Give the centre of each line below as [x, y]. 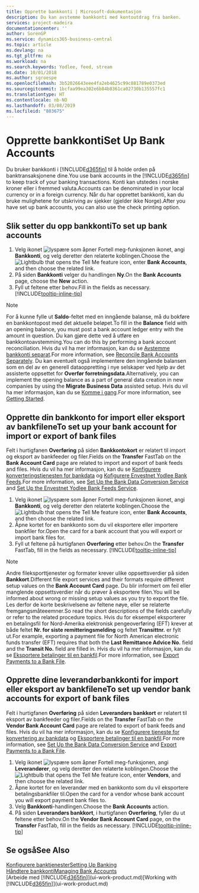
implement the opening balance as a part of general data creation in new [95, 380]
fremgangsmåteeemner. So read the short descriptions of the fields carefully [99, 611]
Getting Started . [26, 399]
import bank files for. [40, 537]
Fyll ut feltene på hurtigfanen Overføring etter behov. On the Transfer [99, 543]
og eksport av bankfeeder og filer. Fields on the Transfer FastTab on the [94, 456]
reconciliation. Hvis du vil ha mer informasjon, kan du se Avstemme [88, 349]
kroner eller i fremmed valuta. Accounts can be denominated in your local [95, 188]
